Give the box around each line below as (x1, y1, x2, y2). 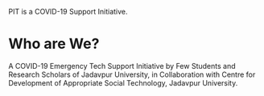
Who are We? (8, 35, 100, 53)
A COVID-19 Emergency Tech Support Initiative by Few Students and (8, 61, 236, 70)
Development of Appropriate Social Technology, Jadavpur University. (8, 78, 238, 87)
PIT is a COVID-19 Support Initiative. (8, 7, 128, 16)
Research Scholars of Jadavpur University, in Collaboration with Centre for (8, 70, 256, 79)
